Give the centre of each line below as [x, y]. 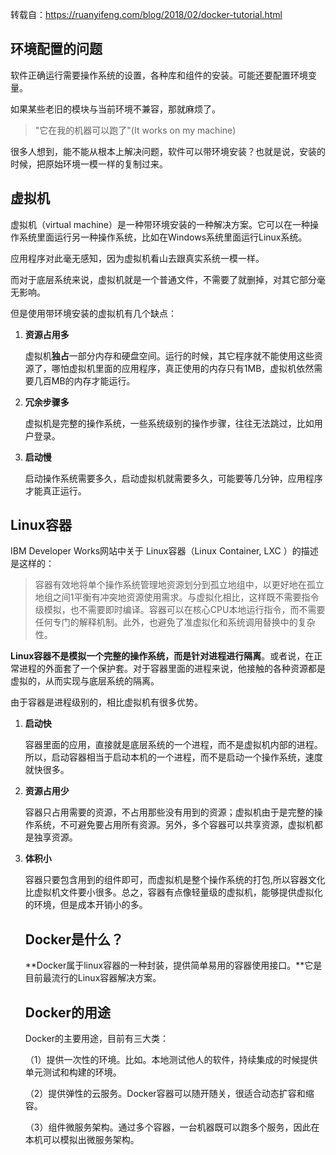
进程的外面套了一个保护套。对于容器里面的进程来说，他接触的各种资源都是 [172, 669]
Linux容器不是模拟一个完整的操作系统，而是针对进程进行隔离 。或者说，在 [162, 656]
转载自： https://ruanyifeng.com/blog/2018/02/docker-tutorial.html [146, 14]
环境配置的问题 [56, 49]
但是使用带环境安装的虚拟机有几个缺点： [93, 313]
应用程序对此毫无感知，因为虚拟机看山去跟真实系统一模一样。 [137, 258]
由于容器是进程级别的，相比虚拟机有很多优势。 [106, 702]
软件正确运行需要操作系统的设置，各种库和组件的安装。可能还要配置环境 [159, 75]
